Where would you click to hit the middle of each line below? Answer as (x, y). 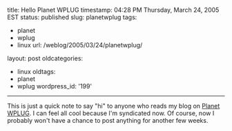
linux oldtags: (36, 72)
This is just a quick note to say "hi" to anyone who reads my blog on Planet (114, 106)
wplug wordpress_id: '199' (55, 86)
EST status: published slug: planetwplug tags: (72, 17)
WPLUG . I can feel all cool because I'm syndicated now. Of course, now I (111, 113)
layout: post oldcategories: (45, 58)
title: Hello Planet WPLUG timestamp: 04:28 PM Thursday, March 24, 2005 (113, 10)
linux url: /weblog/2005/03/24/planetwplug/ (80, 45)
